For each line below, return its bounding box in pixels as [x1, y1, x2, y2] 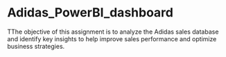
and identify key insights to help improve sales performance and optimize [7, 34, 217, 43]
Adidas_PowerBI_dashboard [7, 5, 173, 21]
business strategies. [7, 42, 65, 50]
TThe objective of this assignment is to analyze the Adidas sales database [7, 27, 219, 36]
